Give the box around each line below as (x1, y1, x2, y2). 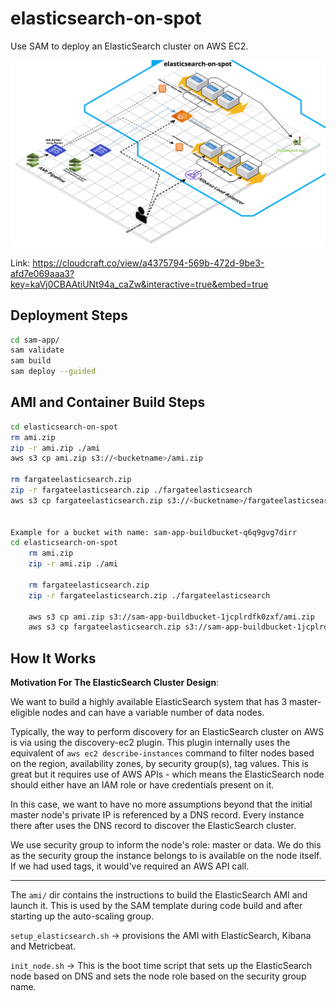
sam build (10, 356, 52, 366)
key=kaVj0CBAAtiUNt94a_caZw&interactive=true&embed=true (10, 278, 269, 290)
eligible (10, 707, 41, 719)
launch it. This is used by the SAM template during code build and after (10, 900, 303, 912)
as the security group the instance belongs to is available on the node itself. (10, 850, 322, 862)
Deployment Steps (10, 307, 128, 324)
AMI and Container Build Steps (10, 394, 206, 411)
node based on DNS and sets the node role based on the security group (10, 970, 307, 982)
